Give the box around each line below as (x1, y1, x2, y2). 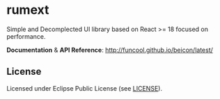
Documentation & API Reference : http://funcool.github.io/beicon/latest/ (6, 46, 214, 54)
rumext (6, 2, 49, 18)
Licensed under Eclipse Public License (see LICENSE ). (6, 84, 163, 92)
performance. (6, 32, 46, 40)
